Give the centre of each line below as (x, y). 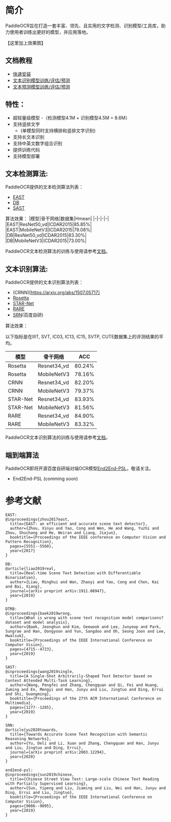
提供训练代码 (26, 149)
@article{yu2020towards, (32, 730)
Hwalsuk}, (16, 636)
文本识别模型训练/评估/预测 (41, 80)
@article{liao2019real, (31, 569)
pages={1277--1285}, (32, 707)
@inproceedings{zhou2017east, (38, 519)
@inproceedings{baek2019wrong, (39, 613)
